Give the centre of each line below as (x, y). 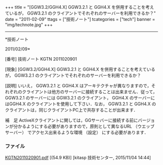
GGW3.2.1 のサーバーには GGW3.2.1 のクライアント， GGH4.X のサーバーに (80, 98)
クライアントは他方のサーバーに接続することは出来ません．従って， (90, 92)
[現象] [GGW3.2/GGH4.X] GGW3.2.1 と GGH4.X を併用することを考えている (80, 69)
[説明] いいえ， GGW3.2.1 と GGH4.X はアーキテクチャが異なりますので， (78, 86)
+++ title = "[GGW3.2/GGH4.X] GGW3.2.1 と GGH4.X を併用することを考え (80, 7)
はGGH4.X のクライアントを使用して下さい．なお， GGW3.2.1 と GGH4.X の (81, 104)
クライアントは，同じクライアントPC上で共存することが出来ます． (72, 110)
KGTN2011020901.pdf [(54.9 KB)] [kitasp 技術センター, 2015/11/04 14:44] (78, 158)
